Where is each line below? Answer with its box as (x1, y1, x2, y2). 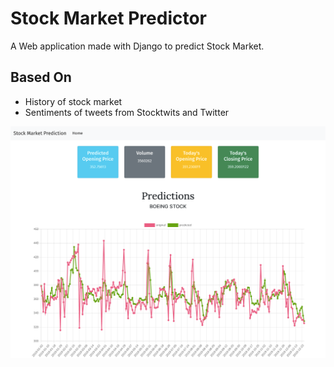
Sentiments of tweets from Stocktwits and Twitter (24, 106, 230, 118)
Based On (10, 69, 72, 86)
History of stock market (24, 95, 123, 107)
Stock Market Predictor (10, 7, 208, 30)
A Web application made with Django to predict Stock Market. (10, 40, 265, 52)
